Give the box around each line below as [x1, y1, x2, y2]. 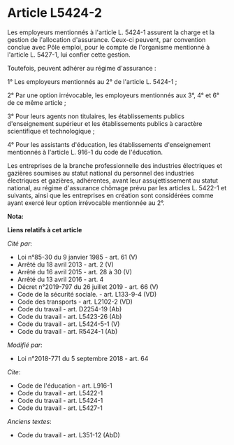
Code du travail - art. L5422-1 [17, 388, 103, 397]
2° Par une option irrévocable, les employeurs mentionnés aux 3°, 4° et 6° [7, 91, 220, 99]
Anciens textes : [7, 417, 52, 425]
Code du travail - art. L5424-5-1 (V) [17, 320, 120, 328]
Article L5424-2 [7, 5, 103, 21]
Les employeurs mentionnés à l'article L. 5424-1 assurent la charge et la [7, 28, 215, 36]
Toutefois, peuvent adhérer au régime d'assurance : [7, 64, 156, 72]
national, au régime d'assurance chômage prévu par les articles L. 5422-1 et [7, 183, 227, 192]
